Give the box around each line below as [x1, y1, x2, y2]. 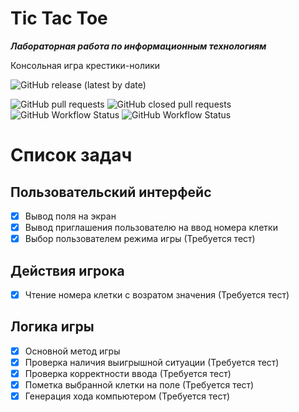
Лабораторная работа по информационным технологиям [10, 40, 267, 52]
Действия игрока [10, 262, 125, 279]
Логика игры [10, 318, 95, 336]
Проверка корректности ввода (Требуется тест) [24, 367, 232, 379]
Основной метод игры [24, 345, 121, 357]
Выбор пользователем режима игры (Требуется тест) [24, 233, 256, 245]
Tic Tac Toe [10, 7, 108, 30]
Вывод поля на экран [24, 210, 117, 222]
